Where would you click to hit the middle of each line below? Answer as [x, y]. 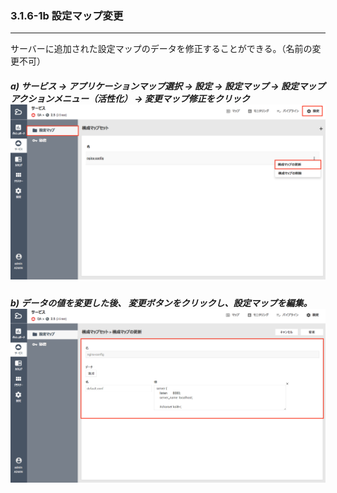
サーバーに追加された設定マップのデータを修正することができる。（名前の [161, 49]
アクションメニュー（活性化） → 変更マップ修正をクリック [130, 98]
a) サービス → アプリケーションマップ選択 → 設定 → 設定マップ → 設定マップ [168, 86]
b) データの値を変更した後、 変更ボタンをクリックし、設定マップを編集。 [161, 303]
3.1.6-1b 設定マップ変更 [67, 15]
